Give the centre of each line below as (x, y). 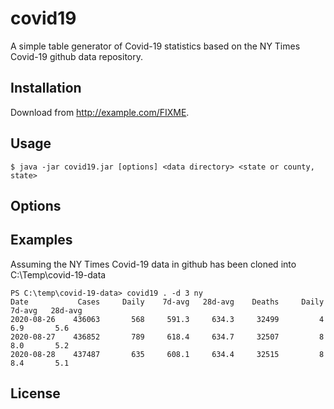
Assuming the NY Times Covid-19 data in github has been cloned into (153, 264)
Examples (41, 240)
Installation (46, 88)
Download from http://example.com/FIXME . (100, 112)
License (35, 393)
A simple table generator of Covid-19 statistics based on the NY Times (155, 46)
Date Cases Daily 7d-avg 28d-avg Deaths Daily (167, 302)
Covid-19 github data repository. (76, 56)
